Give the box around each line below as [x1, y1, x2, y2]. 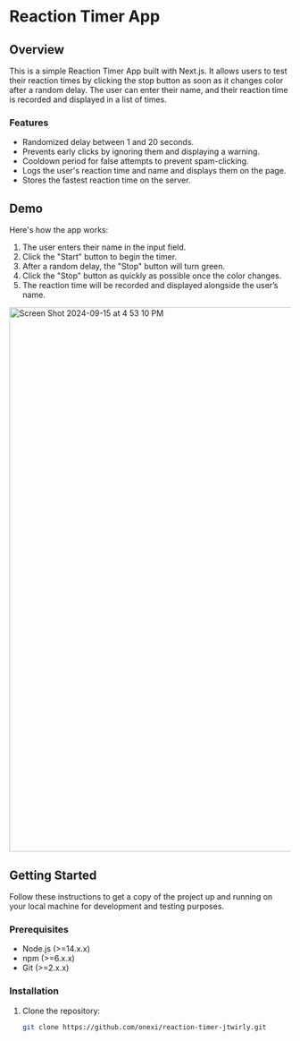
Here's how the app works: [9, 225, 109, 235]
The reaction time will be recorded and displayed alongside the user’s [21, 280, 279, 291]
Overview [9, 42, 65, 57]
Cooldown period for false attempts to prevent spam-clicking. [21, 156, 249, 166]
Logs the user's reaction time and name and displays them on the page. [21, 166, 287, 176]
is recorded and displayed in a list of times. [9, 94, 167, 105]
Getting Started [9, 867, 97, 883]
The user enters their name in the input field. [21, 242, 187, 252]
